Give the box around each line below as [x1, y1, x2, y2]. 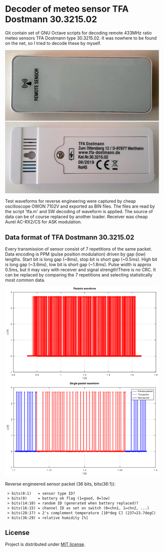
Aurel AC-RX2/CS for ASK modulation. [5, 219, 82, 225]
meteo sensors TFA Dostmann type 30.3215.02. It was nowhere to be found [5, 35, 157, 41]
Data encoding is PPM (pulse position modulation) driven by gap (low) [5, 251, 146, 257]
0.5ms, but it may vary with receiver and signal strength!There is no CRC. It [5, 267, 156, 273]
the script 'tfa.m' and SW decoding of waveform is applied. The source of [5, 209, 153, 215]
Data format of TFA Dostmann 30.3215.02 [5, 233, 134, 241]
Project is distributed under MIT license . [5, 541, 85, 547]
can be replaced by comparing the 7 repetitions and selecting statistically [5, 272, 153, 278]
